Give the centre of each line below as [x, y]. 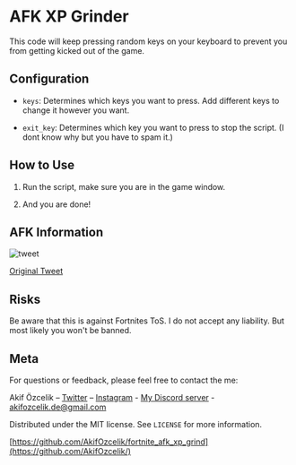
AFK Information [57, 232]
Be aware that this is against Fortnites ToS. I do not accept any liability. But [147, 321]
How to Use [42, 165]
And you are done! [57, 204]
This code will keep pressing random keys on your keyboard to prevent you [148, 41]
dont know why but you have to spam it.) [97, 137]
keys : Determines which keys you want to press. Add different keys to [151, 100]
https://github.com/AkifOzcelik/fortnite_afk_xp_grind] [110, 442]
